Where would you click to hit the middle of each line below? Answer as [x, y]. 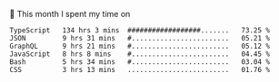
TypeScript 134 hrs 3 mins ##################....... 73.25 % [140, 31]
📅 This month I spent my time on [70, 14]
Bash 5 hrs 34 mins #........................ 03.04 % [140, 62]
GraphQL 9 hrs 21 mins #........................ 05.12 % [140, 46]
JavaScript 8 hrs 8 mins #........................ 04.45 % [140, 54]
